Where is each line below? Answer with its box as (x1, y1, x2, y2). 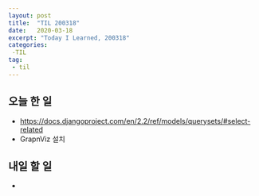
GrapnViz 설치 (19, 134, 65, 144)
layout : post (8, 11, 52, 20)
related (19, 125, 44, 134)
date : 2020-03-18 (8, 26, 73, 34)
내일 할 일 (8, 159, 53, 173)
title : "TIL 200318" (8, 19, 80, 27)
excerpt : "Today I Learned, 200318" (8, 33, 130, 42)
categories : (8, 41, 48, 49)
